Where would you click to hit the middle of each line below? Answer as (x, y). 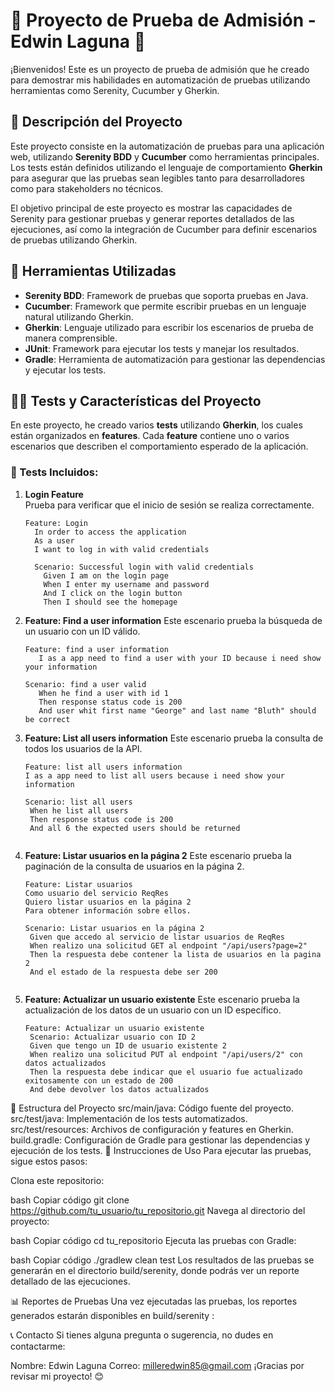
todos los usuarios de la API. (83, 748)
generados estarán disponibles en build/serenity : (112, 1315)
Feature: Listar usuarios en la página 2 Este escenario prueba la (158, 855)
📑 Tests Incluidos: (54, 472)
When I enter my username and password (126, 584)
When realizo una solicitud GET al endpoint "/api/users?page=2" (168, 945)
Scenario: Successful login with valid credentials (144, 567)
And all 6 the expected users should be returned (135, 828)
